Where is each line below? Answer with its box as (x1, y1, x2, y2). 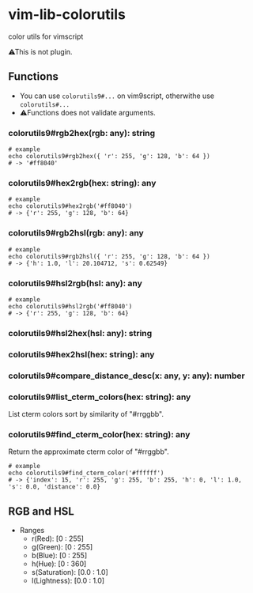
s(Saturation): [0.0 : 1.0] (31, 568, 108, 577)
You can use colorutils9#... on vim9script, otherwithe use (19, 91, 215, 100)
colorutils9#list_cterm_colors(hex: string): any (8, 391, 191, 402)
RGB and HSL (8, 504, 75, 518)
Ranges (19, 526, 45, 535)
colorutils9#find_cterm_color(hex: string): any (8, 429, 191, 440)
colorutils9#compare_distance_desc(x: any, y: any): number (8, 370, 245, 381)
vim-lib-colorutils (8, 6, 126, 24)
